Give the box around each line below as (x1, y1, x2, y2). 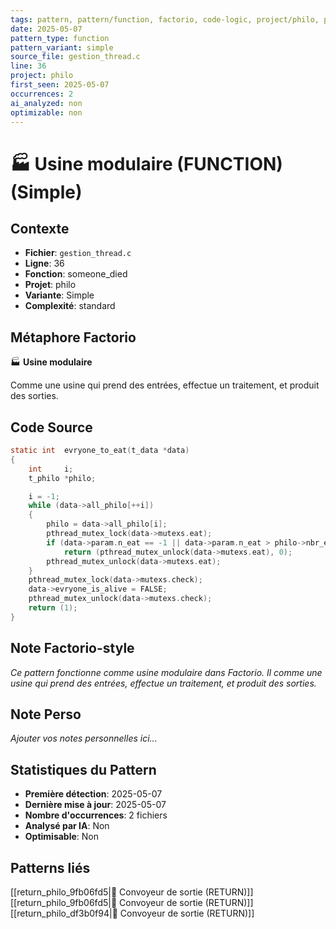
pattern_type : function (10, 33, 110, 43)
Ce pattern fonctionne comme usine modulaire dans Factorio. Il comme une (10, 666, 323, 678)
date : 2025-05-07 (10, 24, 83, 34)
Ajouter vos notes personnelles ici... (10, 732, 158, 745)
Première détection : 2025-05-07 (24, 788, 163, 800)
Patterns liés (10, 859, 91, 876)
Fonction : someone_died (24, 268, 128, 280)
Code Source (10, 419, 93, 436)
